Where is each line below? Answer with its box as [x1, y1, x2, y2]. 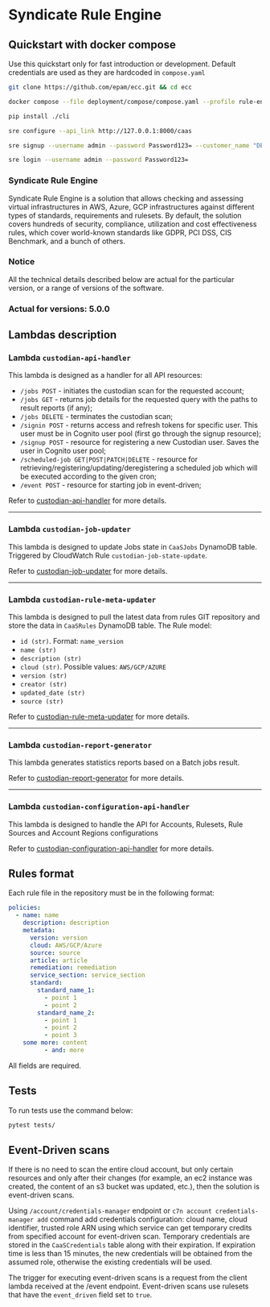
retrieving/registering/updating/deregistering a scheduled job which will [19, 463, 258, 473]
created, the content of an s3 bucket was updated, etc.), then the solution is [8, 1182, 260, 1192]
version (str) [19, 672, 67, 680]
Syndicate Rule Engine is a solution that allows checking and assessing [8, 193, 243, 203]
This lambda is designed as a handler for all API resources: [8, 371, 203, 380]
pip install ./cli [8, 112, 70, 120]
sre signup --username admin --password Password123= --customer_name [8, 141, 250, 150]
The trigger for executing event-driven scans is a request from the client [8, 1273, 247, 1283]
